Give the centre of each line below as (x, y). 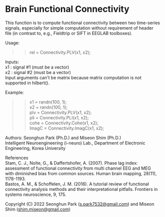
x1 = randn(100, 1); (48, 102)
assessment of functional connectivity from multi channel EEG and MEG (78, 168)
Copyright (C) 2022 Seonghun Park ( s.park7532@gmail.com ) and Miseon (80, 204)
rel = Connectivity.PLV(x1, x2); (60, 52)
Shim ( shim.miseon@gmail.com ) (38, 209)
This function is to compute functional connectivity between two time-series (82, 23)
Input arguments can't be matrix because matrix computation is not (73, 77)
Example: (15, 92)
